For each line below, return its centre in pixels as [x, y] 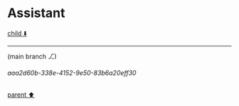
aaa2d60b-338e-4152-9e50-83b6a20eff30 [72, 73]
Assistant [36, 13]
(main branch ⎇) [32, 56]
